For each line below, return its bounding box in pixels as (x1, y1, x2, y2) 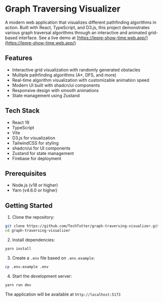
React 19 (12, 120, 30, 125)
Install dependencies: (12, 237, 55, 242)
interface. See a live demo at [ (18, 35, 79, 41)
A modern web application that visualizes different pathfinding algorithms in (5, 19, 157, 25)
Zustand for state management (12, 150, 74, 156)
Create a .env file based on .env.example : (12, 255, 95, 261)
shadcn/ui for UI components (12, 145, 71, 151)
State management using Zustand (12, 92, 80, 98)
